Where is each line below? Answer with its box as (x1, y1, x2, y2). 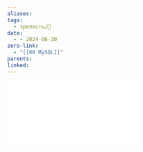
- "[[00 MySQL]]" (13, 49, 64, 56)
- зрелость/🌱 (13, 23, 51, 30)
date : (7, 29, 23, 37)
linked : (7, 62, 30, 69)
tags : (7, 17, 23, 24)
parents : (7, 56, 33, 62)
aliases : (7, 10, 33, 17)
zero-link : (7, 42, 39, 49)
